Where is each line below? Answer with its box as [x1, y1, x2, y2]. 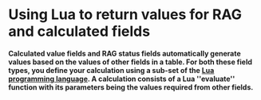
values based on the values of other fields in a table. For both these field [8, 57, 253, 67]
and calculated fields [8, 22, 150, 40]
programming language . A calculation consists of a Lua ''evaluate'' [8, 74, 235, 83]
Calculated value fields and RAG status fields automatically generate [8, 48, 241, 58]
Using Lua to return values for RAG [8, 6, 242, 24]
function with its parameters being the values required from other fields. [8, 82, 254, 92]
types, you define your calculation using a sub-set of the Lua [8, 65, 215, 75]
